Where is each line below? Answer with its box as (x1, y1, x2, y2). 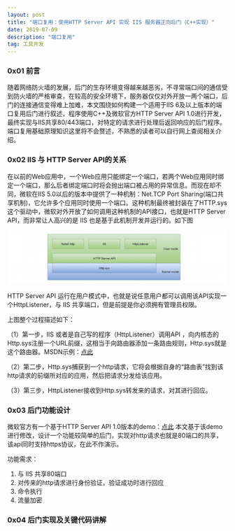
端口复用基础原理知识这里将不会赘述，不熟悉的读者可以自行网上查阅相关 (7, 127, 215, 136)
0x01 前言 (7, 66, 41, 76)
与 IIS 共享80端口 (17, 469, 67, 479)
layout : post (7, 11, 45, 18)
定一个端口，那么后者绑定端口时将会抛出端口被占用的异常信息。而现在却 (7, 180, 215, 189)
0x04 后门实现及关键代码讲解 (7, 515, 107, 525)
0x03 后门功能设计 (7, 405, 71, 415)
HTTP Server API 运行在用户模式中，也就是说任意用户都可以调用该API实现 (7, 291, 221, 300)
